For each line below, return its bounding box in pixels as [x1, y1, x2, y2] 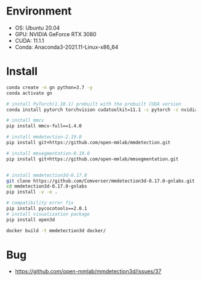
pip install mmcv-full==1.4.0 [6, 123, 82, 129]
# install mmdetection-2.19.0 [6, 134, 82, 140]
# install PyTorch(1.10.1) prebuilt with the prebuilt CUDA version [6, 101, 182, 107]
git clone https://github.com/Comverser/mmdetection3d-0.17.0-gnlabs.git [6, 178, 195, 184]
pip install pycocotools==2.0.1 [6, 206, 87, 212]
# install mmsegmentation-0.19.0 [6, 150, 90, 156]
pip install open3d [6, 216, 55, 223]
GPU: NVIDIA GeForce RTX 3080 [14, 30, 97, 37]
